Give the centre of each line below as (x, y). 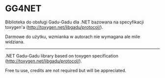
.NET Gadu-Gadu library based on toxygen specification (62, 56)
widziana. (15, 41)
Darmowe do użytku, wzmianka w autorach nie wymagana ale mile (73, 37)
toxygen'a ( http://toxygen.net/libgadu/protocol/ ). (54, 27)
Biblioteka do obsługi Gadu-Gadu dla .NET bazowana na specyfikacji (74, 22)
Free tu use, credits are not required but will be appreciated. (66, 70)
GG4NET (23, 9)
